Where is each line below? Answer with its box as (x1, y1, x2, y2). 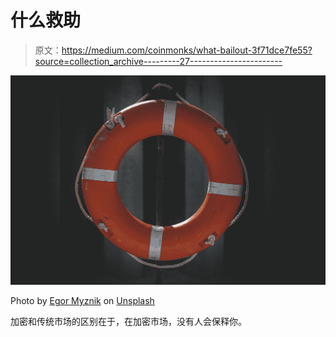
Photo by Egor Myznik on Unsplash (10, 295, 155, 307)
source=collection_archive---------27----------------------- (34, 55, 283, 67)
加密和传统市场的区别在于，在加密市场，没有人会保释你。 (10, 316, 247, 328)
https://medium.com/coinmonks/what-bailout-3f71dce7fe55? (61, 44, 313, 56)
